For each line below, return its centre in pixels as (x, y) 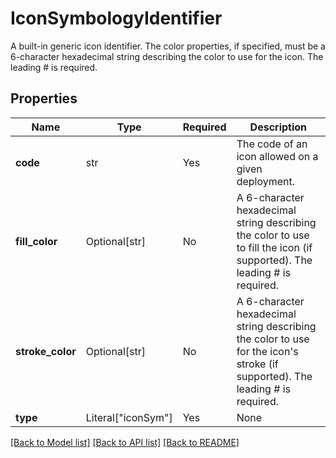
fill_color (36, 241)
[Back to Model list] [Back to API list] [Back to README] (125, 442)
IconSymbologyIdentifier (116, 18)
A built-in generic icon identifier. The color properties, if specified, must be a (168, 46)
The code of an (272, 144)
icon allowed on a (277, 156)
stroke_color (46, 351)
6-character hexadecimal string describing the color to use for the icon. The (167, 56)
